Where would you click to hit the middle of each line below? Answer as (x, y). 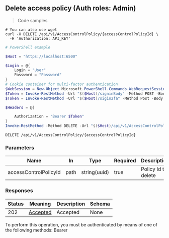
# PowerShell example (28, 47)
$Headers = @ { (20, 107)
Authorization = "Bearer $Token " (49, 116)
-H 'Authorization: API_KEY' (40, 38)
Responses (19, 191)
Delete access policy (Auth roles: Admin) (71, 8)
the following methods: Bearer (36, 230)
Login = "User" (30, 70)
